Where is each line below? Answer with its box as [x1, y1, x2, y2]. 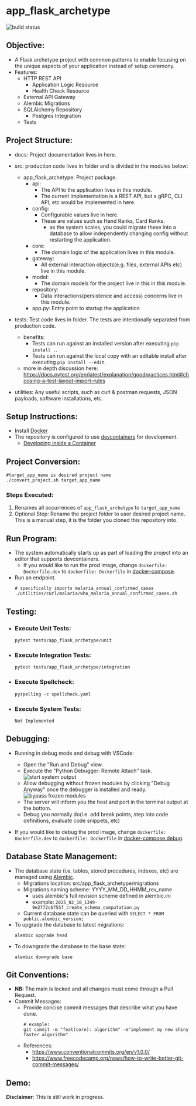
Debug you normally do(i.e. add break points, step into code [23, 810, 169, 817]
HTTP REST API [23, 74, 61, 82]
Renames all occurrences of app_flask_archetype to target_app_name [14, 504, 181, 511]
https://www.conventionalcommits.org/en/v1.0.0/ [32, 1049, 150, 1056]
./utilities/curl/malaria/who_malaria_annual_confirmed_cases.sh [14, 591, 177, 596]
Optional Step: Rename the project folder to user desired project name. [14, 510, 185, 517]
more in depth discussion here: [23, 365, 98, 372]
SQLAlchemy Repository [23, 106, 82, 113]
